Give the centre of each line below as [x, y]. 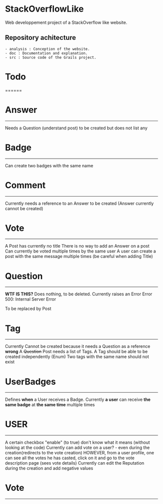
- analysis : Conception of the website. [48, 49]
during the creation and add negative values [49, 468]
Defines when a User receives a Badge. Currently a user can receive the [78, 399]
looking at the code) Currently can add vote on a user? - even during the [77, 448]
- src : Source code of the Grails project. [51, 57]
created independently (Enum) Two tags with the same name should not [77, 357]
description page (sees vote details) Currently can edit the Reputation [75, 463]
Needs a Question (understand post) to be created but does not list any [76, 128]
